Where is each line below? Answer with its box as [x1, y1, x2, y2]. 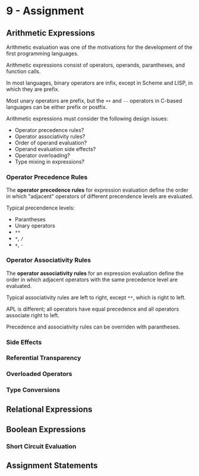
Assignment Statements [6, 461, 98, 471]
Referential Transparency [6, 354, 81, 362]
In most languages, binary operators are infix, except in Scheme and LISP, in [6, 79, 193, 86]
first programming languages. [6, 50, 79, 57]
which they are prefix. [6, 86, 59, 93]
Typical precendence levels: [6, 204, 75, 212]
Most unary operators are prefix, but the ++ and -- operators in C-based [6, 97, 182, 104]
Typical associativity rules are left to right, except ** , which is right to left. [6, 293, 186, 301]
